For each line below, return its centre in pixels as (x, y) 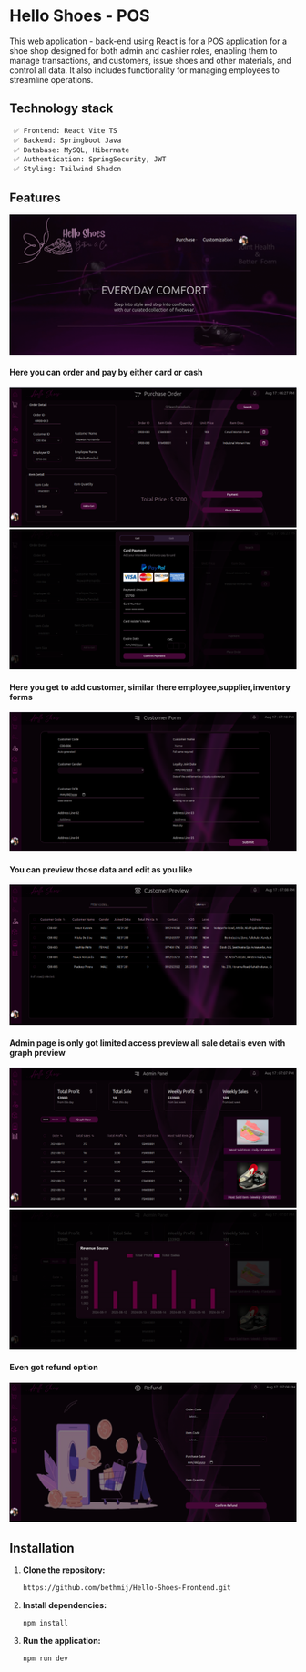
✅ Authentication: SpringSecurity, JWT (90, 160)
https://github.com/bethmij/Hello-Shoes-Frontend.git (127, 1588)
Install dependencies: (65, 1605)
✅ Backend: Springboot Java (67, 140)
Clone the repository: (64, 1570)
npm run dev (45, 1659)
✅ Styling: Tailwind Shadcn (67, 170)
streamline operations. (51, 79)
